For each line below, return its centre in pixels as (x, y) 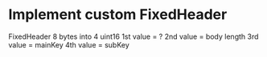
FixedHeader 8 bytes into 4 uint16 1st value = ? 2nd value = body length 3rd (133, 36)
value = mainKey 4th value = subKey (69, 44)
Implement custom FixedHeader (118, 15)
